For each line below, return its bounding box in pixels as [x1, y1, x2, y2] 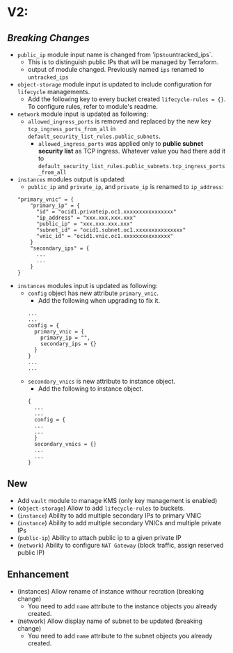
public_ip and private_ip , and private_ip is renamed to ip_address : [27, 183, 224, 190]
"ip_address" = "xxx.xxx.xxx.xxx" [35, 214, 136, 221]
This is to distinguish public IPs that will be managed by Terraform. [27, 58, 219, 66]
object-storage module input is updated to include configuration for [17, 80, 212, 88]
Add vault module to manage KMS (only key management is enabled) [17, 496, 218, 504]
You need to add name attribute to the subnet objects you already [27, 631, 213, 640]
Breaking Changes [7, 32, 90, 44]
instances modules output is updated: [17, 175, 127, 183]
